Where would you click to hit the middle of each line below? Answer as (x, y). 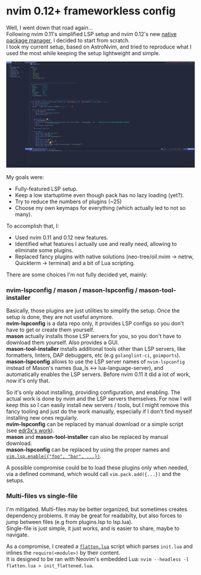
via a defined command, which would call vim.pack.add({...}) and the (94, 474)
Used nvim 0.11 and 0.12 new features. (62, 237)
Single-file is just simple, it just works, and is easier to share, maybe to (93, 528)
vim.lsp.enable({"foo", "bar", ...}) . (54, 456)
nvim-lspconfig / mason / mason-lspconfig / (72, 290)
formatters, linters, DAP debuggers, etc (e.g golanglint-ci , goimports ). (93, 356)
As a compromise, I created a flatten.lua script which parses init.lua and (100, 546)
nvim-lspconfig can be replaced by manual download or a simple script (95, 425)
